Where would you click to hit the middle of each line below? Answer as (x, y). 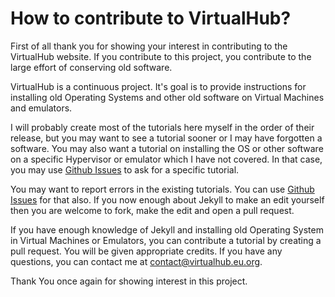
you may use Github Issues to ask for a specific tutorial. (125, 169)
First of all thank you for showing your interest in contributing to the (149, 46)
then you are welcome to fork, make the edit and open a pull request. (152, 210)
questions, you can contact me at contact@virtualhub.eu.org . (136, 261)
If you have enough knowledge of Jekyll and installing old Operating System (167, 229)
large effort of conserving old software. (91, 67)
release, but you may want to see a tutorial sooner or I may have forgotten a (166, 138)
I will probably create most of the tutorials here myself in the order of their (162, 127)
